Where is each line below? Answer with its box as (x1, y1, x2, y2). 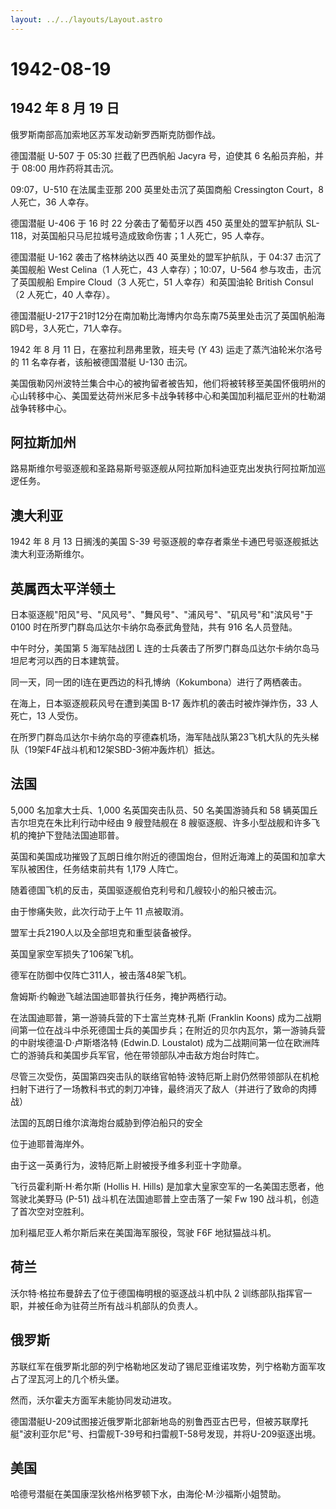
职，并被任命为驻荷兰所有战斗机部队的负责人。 (10, 1299, 203, 1311)
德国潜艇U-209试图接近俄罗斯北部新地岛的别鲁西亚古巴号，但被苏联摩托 (10, 1415, 309, 1427)
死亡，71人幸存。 (56, 322, 128, 334)
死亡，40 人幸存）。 (35, 288, 116, 300)
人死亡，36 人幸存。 (10, 196, 95, 208)
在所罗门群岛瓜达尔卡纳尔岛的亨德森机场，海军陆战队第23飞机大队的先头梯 (10, 731, 320, 743)
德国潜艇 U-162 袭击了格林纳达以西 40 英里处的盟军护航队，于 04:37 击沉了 (10, 251, 322, 263)
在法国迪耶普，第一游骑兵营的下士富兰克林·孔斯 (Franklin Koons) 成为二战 (10, 1011, 313, 1023)
